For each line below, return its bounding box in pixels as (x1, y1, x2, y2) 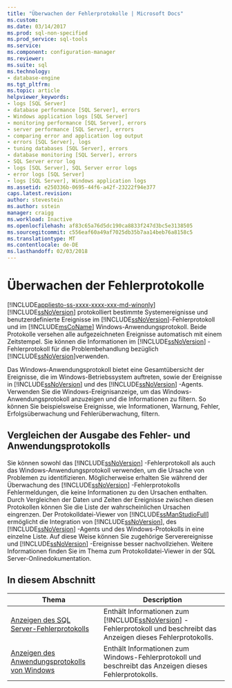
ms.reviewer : (7, 55, 45, 62)
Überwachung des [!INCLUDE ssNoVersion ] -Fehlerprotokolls (7, 481, 181, 489)
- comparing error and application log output (7, 132, 144, 139)
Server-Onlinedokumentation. (7, 554, 92, 562)
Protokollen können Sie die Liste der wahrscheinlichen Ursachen (7, 503, 191, 511)
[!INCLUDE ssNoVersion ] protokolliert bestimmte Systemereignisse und (7, 308, 209, 316)
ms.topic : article (7, 87, 60, 94)
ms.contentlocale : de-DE (7, 241, 79, 249)
